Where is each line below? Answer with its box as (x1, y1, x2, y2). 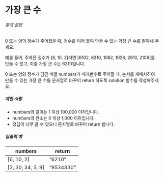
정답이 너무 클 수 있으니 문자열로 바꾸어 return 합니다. (12, 121, 115, 127)
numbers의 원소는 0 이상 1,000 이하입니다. (12, 115, 95, 121)
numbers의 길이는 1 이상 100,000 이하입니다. (12, 109, 100, 115)
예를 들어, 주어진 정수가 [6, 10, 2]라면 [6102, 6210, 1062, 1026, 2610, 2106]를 (5, 55, 155, 60)
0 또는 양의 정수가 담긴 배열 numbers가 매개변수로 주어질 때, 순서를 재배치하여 (5, 71, 155, 77)
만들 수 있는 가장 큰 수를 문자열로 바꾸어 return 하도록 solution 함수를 (5, 77, 138, 84)
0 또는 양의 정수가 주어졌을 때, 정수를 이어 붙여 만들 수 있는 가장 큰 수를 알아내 (5, 38, 154, 44)
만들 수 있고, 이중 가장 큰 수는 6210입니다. (5, 61, 85, 67)
